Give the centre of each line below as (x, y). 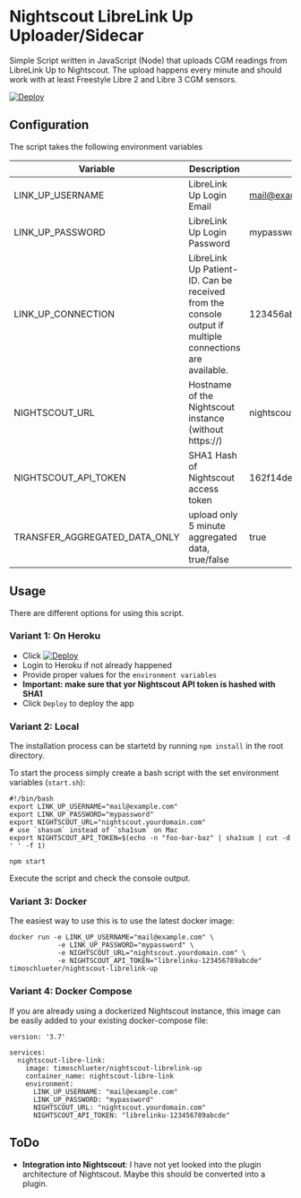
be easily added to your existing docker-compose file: (109, 1020)
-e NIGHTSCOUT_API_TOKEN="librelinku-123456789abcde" (159, 961)
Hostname (210, 385)
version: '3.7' (38, 1037)
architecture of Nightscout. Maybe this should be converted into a (144, 1174)
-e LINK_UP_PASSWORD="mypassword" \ (125, 945)
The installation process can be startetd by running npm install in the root (146, 746)
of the (200, 395)
